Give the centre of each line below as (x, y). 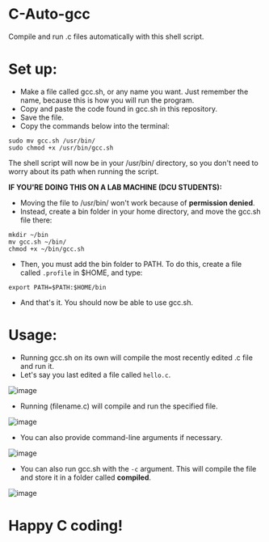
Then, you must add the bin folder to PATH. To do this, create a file (131, 264)
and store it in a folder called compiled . (86, 477)
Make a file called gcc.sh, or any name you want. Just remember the (134, 91)
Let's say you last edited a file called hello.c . (95, 375)
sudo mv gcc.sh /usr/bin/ (52, 141)
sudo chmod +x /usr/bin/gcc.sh (61, 148)
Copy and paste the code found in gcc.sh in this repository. (119, 108)
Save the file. (42, 117)
